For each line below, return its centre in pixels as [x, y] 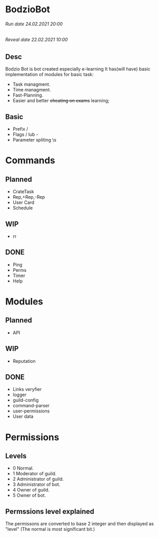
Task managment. [31, 84]
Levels [16, 456]
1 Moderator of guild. [35, 474]
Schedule [23, 208]
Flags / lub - [25, 134]
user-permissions [31, 411]
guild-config [26, 400]
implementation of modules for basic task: [49, 75]
